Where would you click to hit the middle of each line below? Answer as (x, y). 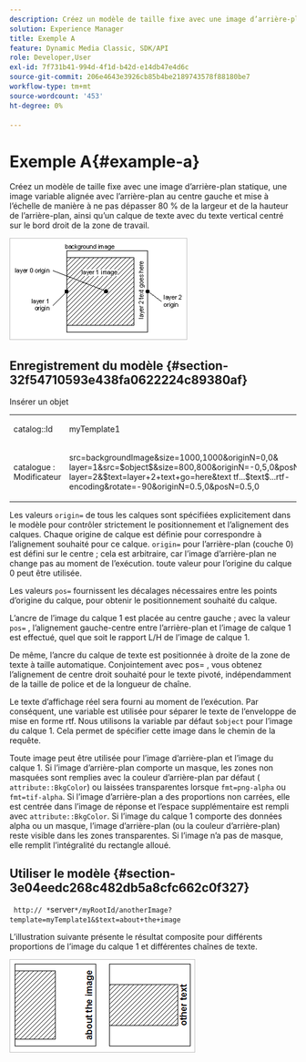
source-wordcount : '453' (56, 96)
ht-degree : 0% (36, 106)
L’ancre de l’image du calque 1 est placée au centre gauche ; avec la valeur (150, 618)
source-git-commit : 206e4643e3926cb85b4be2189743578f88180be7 (130, 77)
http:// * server (44, 910)
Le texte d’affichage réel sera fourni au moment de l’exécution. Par (134, 701)
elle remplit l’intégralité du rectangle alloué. (90, 845)
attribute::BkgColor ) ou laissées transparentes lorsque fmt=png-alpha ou (148, 787)
